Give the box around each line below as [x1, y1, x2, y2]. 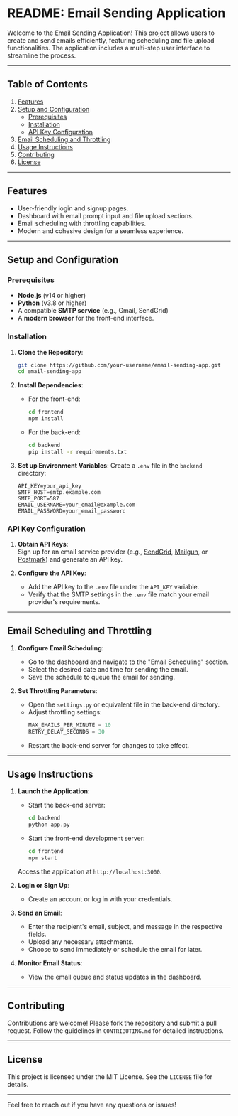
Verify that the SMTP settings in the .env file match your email [28, 590, 210, 599]
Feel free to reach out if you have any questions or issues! [7, 1100, 177, 1109]
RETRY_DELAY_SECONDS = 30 [28, 728, 105, 735]
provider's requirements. [28, 598, 101, 606]
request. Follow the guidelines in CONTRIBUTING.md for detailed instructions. [7, 1026, 225, 1035]
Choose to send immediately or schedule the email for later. [28, 945, 203, 953]
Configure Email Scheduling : [17, 643, 104, 652]
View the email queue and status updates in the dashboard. [28, 972, 202, 981]
